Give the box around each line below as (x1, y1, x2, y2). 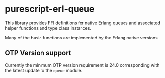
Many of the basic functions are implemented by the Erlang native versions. (5, 35, 159, 40)
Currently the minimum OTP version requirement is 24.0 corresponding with (5, 62, 160, 68)
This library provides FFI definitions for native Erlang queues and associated (5, 20, 161, 26)
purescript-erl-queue (5, 3, 95, 15)
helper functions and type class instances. (5, 25, 91, 31)
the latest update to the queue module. (5, 67, 82, 73)
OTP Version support (5, 49, 71, 57)
